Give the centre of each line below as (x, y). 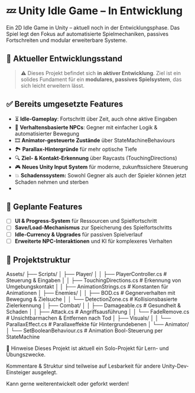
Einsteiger (18, 372)
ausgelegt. (45, 372)
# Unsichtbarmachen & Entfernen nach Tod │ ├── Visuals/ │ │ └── (89, 318)
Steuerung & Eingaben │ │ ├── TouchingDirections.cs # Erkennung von (94, 280)
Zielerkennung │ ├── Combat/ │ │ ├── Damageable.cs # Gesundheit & (94, 306)
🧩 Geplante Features (44, 207)
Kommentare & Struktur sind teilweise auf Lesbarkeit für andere (83, 366)
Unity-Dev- (175, 366)
